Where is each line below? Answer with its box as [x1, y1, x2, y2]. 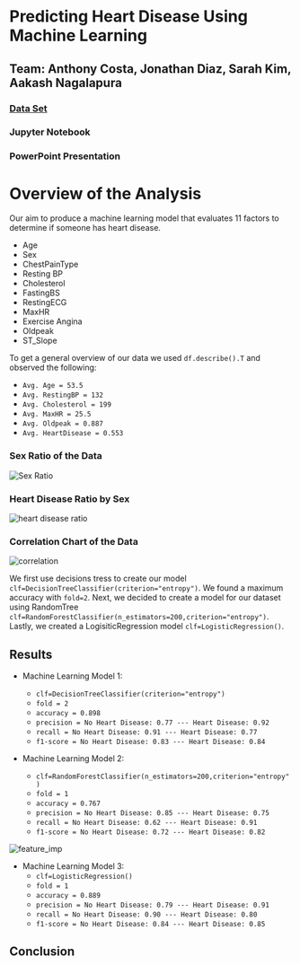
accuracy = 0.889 [35, 890, 101, 899]
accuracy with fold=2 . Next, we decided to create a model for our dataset [9, 592, 281, 603]
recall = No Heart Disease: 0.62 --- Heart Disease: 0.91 [35, 818, 258, 827]
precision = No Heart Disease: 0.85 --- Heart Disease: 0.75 [35, 808, 269, 818]
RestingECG [22, 297, 67, 308]
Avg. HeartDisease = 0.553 [22, 429, 124, 438]
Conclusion [9, 944, 75, 960]
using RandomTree [9, 601, 79, 612]
